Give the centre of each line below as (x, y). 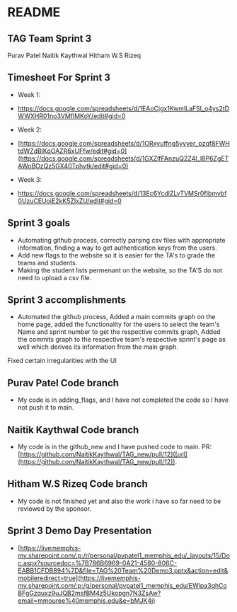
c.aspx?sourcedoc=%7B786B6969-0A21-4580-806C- (97, 562)
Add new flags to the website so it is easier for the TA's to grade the (116, 255)
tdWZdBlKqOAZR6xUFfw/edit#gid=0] (72, 151)
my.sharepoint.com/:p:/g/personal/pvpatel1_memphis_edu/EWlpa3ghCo (122, 585)
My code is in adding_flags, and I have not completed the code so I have (123, 400)
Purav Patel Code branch (63, 383)
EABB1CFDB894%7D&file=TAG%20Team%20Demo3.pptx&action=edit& (123, 570)
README (34, 12)
